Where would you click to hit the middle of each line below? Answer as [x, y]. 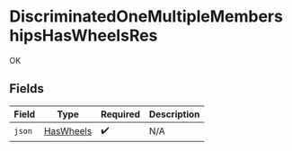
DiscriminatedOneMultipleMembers [146, 17]
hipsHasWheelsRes [84, 36]
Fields [27, 89]
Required [120, 114]
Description [174, 114]
